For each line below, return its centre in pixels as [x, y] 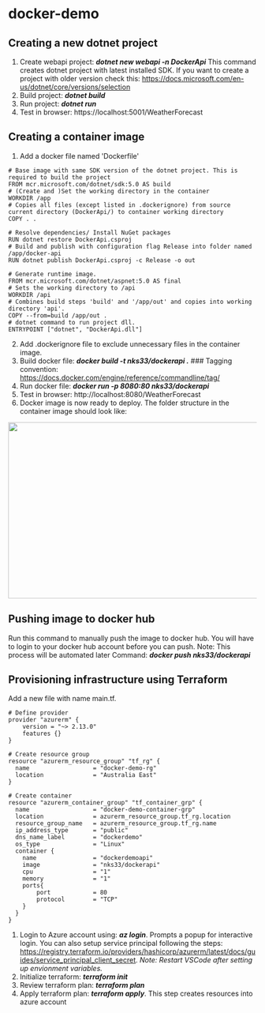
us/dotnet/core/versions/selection [75, 87]
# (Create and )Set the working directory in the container [109, 191]
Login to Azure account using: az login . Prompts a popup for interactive [136, 935]
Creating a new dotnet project [83, 43]
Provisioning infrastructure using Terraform [118, 680]
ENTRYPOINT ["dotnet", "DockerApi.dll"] [76, 329]
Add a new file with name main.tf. [62, 699]
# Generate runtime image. [52, 274]
